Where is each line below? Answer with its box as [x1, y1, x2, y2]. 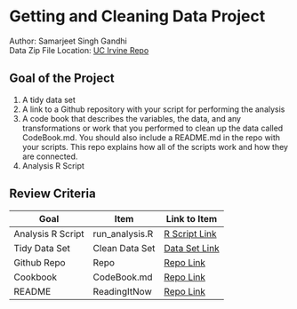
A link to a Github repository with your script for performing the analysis [21, 104, 285, 115]
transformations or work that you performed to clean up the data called [21, 123, 284, 133]
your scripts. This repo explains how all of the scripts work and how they [21, 141, 289, 152]
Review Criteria [9, 186, 96, 202]
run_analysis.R [92, 227, 154, 240]
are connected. [21, 151, 78, 162]
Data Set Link [164, 242, 220, 254]
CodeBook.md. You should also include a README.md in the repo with [21, 131, 281, 143]
